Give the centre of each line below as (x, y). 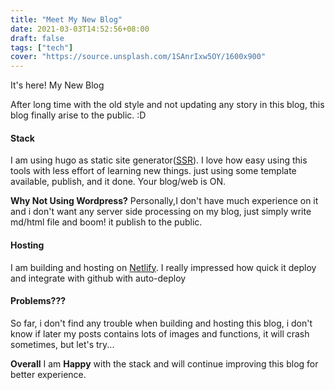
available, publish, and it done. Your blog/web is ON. (118, 182)
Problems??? (38, 301)
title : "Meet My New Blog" (66, 19)
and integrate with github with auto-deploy (98, 278)
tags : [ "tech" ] (42, 47)
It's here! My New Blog (57, 85)
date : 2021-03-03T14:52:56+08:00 (80, 29)
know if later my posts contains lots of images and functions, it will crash (160, 333)
